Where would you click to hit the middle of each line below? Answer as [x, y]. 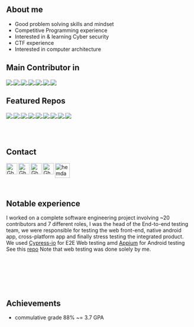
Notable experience [43, 203]
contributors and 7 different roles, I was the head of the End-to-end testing [97, 224]
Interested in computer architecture [58, 49]
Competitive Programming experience [61, 30]
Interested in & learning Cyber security [62, 36]
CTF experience [34, 43]
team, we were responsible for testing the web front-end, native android [94, 231]
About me [25, 10]
